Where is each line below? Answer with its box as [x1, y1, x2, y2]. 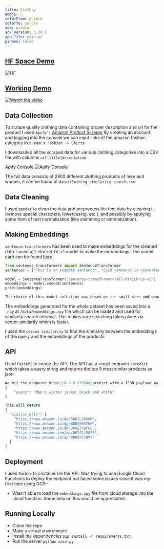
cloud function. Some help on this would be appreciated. [12, 495, 126, 501]
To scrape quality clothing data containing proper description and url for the [5, 124, 158, 130]
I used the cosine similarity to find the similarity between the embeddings [5, 329, 157, 334]
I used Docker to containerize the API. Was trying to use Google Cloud [5, 470, 145, 476]
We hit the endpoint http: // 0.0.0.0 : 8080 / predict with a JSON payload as [5, 380, 159, 385]
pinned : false [5, 39, 34, 44]
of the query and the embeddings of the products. [5, 333, 106, 340]
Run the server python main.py [12, 538, 74, 544]
